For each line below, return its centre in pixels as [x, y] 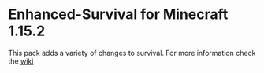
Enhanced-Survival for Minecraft [118, 15]
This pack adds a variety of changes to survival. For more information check [132, 53]
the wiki [21, 61]
